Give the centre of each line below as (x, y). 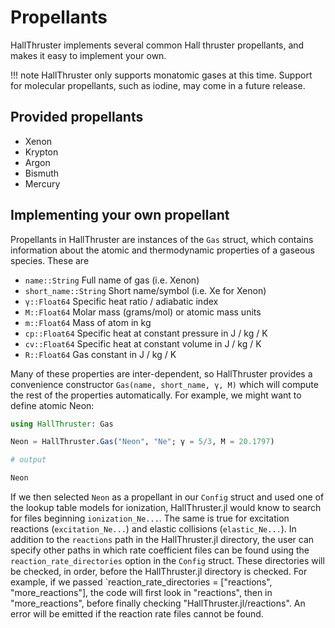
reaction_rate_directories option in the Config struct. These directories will (167, 561)
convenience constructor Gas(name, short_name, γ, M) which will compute (164, 384)
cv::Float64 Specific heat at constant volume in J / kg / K (143, 343)
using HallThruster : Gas (62, 424)
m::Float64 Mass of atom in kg (88, 322)
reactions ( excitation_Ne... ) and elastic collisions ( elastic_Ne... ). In (153, 529)
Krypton (41, 152)
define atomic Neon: (52, 405)
